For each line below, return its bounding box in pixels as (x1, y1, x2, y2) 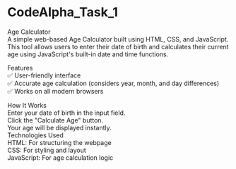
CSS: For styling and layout (7, 146, 86, 154)
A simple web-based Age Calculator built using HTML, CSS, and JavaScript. (7, 35, 229, 43)
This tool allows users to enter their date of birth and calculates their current (7, 42, 229, 51)
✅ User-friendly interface (7, 71, 81, 80)
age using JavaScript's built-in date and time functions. (7, 50, 169, 58)
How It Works (7, 101, 47, 109)
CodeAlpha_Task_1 (7, 4, 119, 20)
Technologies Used (7, 131, 64, 139)
